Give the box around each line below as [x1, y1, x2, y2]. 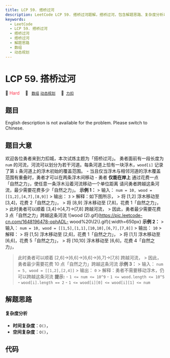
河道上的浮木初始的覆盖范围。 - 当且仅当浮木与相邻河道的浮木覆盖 [23, 168, 161, 174]
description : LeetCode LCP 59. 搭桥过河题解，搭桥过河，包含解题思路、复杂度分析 [5, 12, 164, 17]
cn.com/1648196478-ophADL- [5, 218, 69, 225]
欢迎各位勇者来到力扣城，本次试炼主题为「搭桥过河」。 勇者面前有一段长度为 [5, 155, 164, 162]
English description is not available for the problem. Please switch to [5, 120, 148, 126]
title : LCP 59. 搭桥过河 [5, 7, 55, 13]
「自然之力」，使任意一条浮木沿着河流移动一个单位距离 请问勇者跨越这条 [5, 181, 155, 187]
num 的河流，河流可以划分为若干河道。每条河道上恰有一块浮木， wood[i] [5, 162, 153, 168]
